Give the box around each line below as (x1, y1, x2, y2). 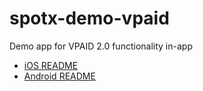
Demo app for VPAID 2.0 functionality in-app (9, 40, 193, 52)
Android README (23, 70, 96, 82)
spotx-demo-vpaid (9, 7, 170, 30)
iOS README (23, 59, 79, 71)
